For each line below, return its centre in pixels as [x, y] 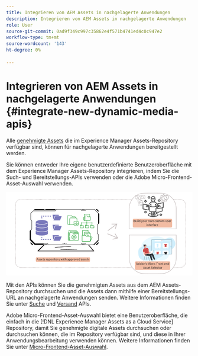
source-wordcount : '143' [37, 44]
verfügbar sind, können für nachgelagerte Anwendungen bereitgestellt [92, 147]
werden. [16, 153]
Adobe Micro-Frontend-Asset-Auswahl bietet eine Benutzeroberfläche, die [97, 315]
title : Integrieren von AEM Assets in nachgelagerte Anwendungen [88, 12]
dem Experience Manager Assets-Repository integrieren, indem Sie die [92, 171]
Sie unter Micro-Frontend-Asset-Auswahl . [57, 347]
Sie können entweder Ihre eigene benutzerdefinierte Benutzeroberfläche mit [99, 164]
